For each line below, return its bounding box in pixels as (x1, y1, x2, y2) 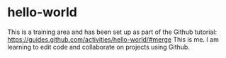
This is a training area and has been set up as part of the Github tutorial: (7, 28, 217, 36)
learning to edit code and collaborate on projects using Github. (7, 42, 190, 51)
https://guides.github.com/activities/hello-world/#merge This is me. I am (7, 35, 220, 43)
